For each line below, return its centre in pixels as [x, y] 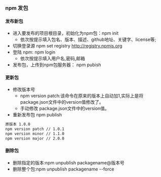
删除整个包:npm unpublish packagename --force [63, 169]
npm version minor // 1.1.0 [35, 134]
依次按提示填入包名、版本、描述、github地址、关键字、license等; [88, 39]
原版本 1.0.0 [18, 124]
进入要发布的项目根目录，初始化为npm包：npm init [66, 33]
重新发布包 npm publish [37, 115]
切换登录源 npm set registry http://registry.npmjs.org [67, 46]
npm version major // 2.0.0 [35, 138]
